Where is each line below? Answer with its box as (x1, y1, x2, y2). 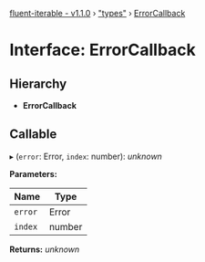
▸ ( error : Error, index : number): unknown (9, 151, 162, 162)
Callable (9, 127, 57, 142)
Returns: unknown (9, 244, 80, 255)
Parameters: (9, 168, 57, 179)
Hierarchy (9, 76, 67, 91)
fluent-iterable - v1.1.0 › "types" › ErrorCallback (9, 8, 186, 18)
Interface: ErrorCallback (9, 40, 196, 60)
